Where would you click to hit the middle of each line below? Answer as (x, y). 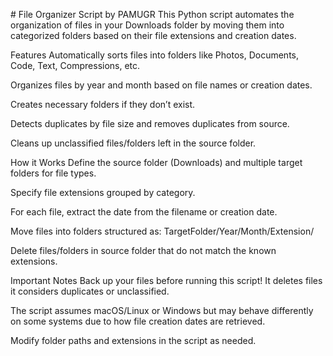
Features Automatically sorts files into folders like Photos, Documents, (155, 55)
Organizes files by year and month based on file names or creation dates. (161, 85)
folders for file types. (53, 173)
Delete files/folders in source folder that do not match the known (143, 250)
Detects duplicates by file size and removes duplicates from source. (150, 123)
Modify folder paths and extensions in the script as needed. (133, 340)
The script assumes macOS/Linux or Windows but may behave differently (162, 310)
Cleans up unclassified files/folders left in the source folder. (133, 143)
